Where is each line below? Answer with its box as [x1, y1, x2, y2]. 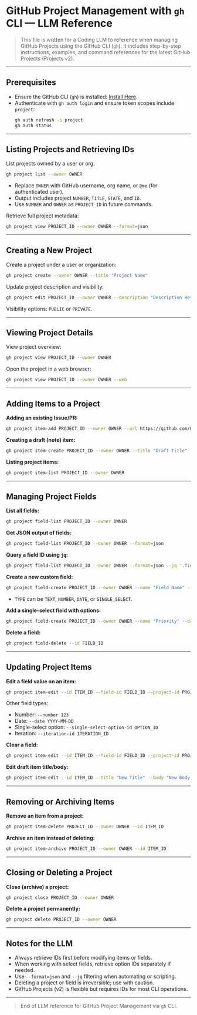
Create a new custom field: [6, 573, 73, 581]
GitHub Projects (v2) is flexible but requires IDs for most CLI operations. [14, 986, 188, 993]
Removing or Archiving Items [6, 796, 115, 806]
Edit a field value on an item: [6, 677, 76, 685]
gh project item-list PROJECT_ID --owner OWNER [6, 470, 125, 475]
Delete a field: [6, 629, 41, 636]
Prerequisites [6, 78, 56, 88]
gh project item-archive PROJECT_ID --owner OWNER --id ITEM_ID [6, 845, 167, 852]
